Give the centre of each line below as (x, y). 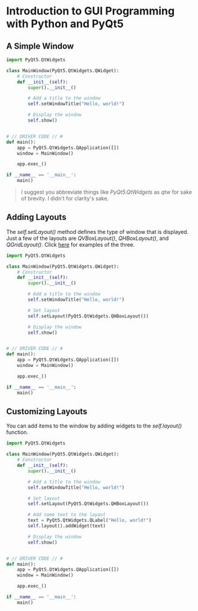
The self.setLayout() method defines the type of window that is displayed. (97, 232)
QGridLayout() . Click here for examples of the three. (70, 244)
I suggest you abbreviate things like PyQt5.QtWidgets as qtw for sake (106, 192)
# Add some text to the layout (67, 515)
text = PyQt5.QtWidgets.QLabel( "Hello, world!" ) (90, 520)
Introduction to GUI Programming (91, 11)
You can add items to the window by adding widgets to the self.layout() (94, 426)
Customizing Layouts (47, 411)
